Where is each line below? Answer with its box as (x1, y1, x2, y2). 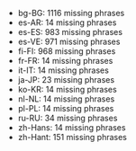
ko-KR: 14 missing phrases (17, 84, 117, 94)
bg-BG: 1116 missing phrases (17, 8, 125, 18)
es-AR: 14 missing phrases (17, 17, 117, 28)
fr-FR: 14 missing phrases (17, 56, 113, 66)
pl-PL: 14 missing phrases (17, 103, 114, 113)
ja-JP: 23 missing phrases (17, 75, 115, 84)
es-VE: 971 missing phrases (17, 36, 121, 47)
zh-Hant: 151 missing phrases (17, 132, 128, 142)
